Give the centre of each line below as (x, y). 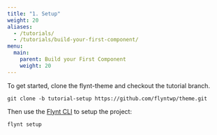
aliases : (20, 27)
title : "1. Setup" (34, 14)
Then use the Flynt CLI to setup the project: (70, 111)
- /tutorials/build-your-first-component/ (76, 40)
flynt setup (24, 124)
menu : (15, 46)
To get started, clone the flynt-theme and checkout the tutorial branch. (109, 85)
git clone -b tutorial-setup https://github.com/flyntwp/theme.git (107, 99)
